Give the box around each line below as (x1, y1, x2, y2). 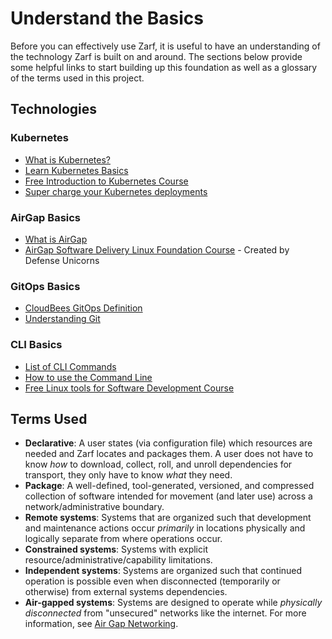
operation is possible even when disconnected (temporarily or (24, 575, 281, 587)
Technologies (10, 101, 98, 118)
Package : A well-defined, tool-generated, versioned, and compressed (24, 480, 315, 492)
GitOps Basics (10, 279, 81, 293)
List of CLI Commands (24, 360, 117, 372)
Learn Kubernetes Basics (24, 164, 129, 176)
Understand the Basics (10, 7, 204, 30)
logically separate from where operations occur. (24, 533, 223, 545)
